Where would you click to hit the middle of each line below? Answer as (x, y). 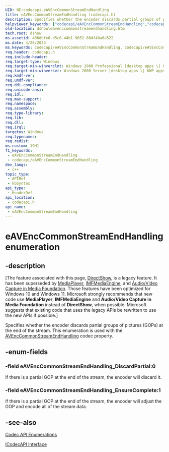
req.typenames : (21, 137)
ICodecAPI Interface (26, 444)
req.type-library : (24, 113)
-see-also (21, 422)
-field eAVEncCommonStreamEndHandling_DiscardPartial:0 (80, 366)
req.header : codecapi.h (30, 52)
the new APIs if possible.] (32, 315)
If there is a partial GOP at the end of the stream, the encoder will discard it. (83, 377)
